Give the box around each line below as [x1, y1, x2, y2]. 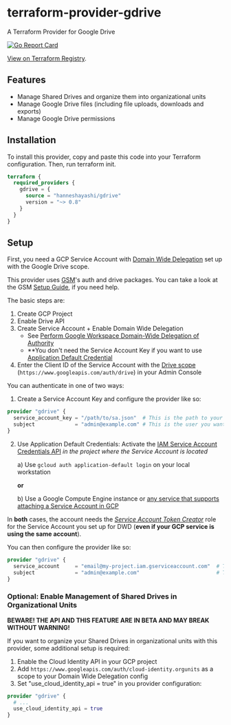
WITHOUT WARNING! [7, 623, 70, 631]
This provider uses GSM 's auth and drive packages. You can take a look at [7, 276, 218, 284]
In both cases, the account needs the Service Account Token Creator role [7, 515, 217, 523]
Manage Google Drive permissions [16, 114, 115, 122]
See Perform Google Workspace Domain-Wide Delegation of [27, 332, 199, 340]
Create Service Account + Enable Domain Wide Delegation [16, 325, 184, 333]
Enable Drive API [16, 317, 65, 325]
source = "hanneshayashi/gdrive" [25, 193, 122, 199]
